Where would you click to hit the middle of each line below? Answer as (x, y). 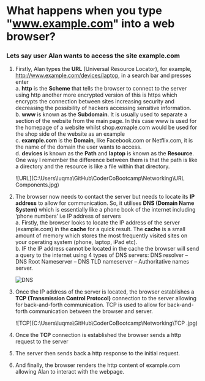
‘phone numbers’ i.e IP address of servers (68, 216)
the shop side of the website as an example (70, 134)
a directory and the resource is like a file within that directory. (92, 166)
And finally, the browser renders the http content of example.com (98, 365)
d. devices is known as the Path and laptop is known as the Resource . (105, 154)
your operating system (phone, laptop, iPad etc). (76, 242)
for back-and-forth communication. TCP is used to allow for (91, 305)
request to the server (42, 342)
